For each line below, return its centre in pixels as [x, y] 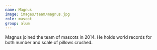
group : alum [17, 23]
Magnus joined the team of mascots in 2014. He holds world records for [78, 37]
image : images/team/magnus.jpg [38, 14]
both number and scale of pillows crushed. [49, 43]
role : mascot [19, 19]
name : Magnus [19, 10]
